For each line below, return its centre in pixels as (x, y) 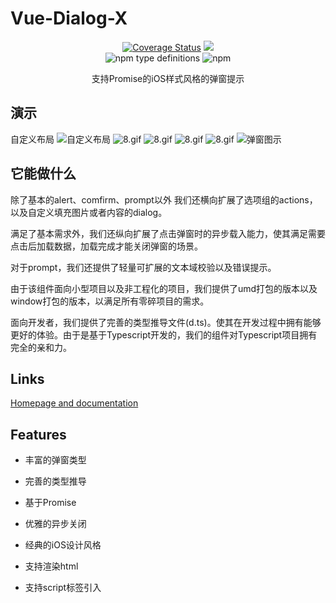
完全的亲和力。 (41, 347)
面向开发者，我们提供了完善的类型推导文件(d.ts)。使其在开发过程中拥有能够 (166, 322)
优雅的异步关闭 (55, 524)
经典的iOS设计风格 (63, 545)
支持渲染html (51, 566)
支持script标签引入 (63, 588)
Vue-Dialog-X (69, 18)
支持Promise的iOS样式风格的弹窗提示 (168, 78)
